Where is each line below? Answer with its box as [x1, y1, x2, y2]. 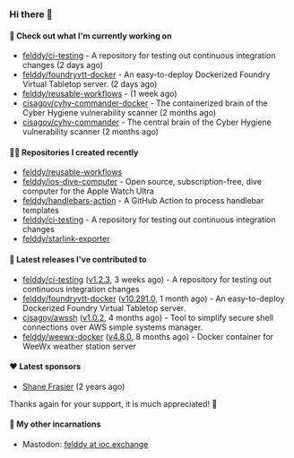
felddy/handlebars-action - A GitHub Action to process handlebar [22, 195, 264, 206]
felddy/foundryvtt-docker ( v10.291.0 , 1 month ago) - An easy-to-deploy [22, 293, 285, 304]
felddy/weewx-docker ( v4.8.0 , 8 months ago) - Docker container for [22, 331, 274, 341]
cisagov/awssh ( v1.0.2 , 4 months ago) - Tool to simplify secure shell [22, 312, 273, 323]
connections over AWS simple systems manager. [22, 322, 203, 333]
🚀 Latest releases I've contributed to [9, 254, 147, 264]
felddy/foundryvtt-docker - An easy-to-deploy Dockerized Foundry [22, 69, 271, 80]
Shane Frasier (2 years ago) [22, 381, 125, 392]
